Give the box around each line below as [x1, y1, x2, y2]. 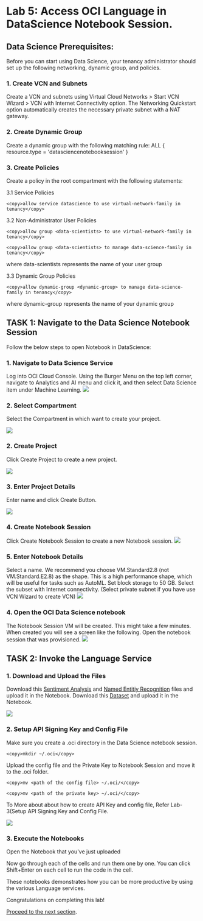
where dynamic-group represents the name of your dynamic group [6, 300, 174, 307]
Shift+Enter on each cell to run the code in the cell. [6, 866, 134, 873]
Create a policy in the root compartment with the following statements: [6, 177, 183, 184]
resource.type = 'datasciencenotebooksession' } [6, 148, 129, 155]
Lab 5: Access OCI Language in [6, 4, 167, 18]
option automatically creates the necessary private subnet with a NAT [6, 106, 181, 113]
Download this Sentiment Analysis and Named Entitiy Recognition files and [6, 685, 193, 693]
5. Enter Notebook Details [6, 552, 83, 561]
